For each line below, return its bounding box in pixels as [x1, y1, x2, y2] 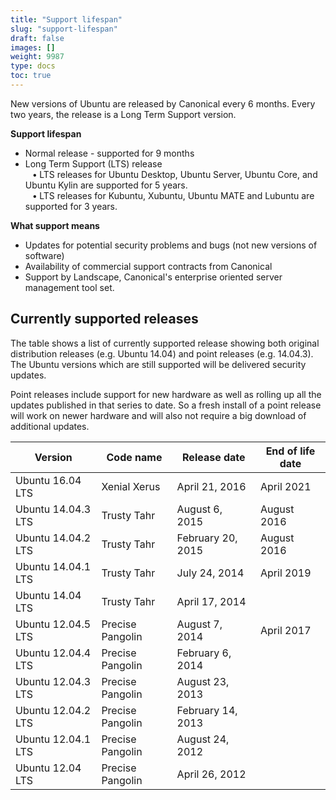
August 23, [176, 674, 230, 688]
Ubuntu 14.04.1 [15, 559, 92, 573]
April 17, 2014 [176, 594, 247, 608]
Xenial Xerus [101, 479, 161, 493]
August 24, [176, 732, 230, 746]
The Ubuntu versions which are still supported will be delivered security [10, 358, 307, 370]
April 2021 [260, 479, 312, 493]
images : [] [10, 42, 56, 53]
